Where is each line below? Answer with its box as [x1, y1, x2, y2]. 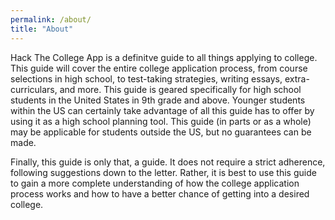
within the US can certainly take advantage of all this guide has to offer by [10, 104, 315, 116]
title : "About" [10, 24, 74, 34]
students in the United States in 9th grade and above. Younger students [10, 94, 306, 106]
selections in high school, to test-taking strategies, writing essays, [10, 72, 283, 85]
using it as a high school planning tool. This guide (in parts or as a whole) [10, 115, 312, 127]
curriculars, [10, 83, 58, 95]
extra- [284, 72, 310, 85]
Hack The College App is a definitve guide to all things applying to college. [10, 51, 318, 63]
